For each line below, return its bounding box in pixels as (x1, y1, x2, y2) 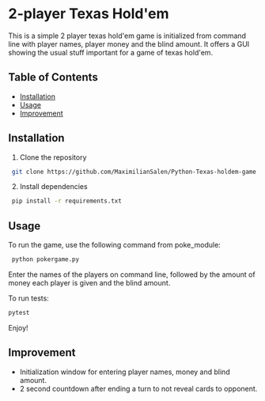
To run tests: (8, 293, 49, 303)
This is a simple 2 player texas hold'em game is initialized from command (8, 31, 247, 40)
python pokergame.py (11, 255, 80, 263)
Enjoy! (8, 323, 29, 332)
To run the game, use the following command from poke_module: (8, 240, 221, 250)
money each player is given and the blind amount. (8, 278, 171, 287)
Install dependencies (19, 182, 89, 191)
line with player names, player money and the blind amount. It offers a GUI (8, 39, 250, 48)
